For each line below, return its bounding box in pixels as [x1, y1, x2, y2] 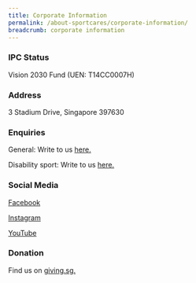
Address [8, 90, 42, 101]
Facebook [8, 197, 41, 207]
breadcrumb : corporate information [8, 26, 125, 34]
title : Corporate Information [8, 11, 108, 20]
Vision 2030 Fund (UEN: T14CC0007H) [8, 70, 135, 79]
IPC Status [8, 52, 50, 63]
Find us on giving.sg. [8, 265, 76, 275]
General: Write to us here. [8, 145, 92, 154]
